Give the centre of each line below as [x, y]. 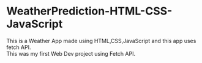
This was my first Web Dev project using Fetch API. [71, 53]
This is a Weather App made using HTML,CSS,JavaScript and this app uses [101, 41]
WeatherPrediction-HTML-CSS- [89, 11]
